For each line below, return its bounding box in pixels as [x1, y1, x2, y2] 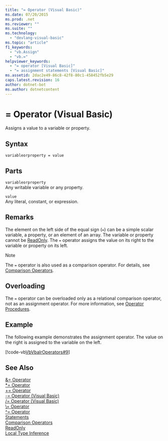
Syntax [5, 139, 28, 148]
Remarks [5, 213, 34, 222]
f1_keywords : [5, 45, 33, 50]
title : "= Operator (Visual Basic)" [5, 7, 82, 13]
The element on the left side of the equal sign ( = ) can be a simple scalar [5, 226, 154, 232]
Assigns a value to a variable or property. [5, 125, 91, 131]
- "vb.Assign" [10, 49, 39, 54]
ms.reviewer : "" [5, 21, 39, 27]
